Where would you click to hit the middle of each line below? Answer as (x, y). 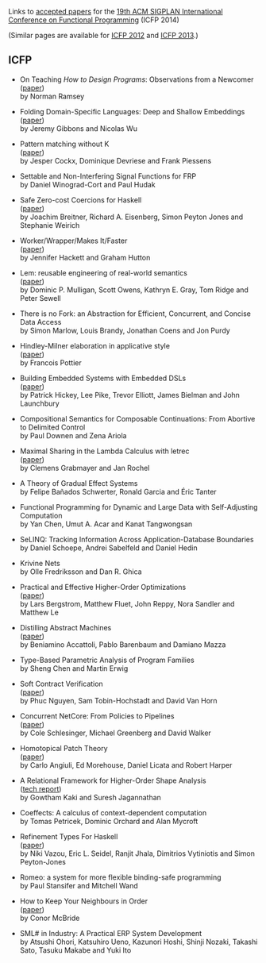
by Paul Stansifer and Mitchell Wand (79, 885)
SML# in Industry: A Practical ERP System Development (111, 933)
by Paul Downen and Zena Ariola (73, 435)
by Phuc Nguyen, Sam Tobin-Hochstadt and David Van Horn (118, 700)
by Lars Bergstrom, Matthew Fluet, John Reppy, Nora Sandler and (127, 603)
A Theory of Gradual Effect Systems (79, 483)
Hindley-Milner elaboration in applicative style (95, 345)
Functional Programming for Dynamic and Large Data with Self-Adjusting (139, 507)
